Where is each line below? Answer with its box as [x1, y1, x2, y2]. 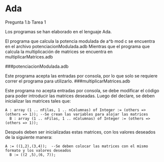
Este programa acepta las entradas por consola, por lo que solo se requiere [5, 73, 158, 79]
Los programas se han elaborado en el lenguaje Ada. [5, 28, 112, 34]
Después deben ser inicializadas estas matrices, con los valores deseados [5, 129, 156, 135]
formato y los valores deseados [5, 148, 71, 153]
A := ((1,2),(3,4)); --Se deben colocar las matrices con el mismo [5, 143, 148, 149]
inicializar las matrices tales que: [5, 98, 71, 104]
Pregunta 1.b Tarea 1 [5, 19, 46, 25]
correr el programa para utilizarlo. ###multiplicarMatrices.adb [5, 78, 131, 84]
